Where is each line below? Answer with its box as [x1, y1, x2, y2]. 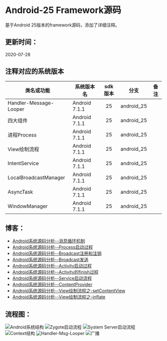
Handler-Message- [7, 99, 54, 106]
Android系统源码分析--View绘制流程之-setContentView [12, 288, 126, 294]
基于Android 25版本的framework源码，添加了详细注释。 [5, 22, 120, 28]
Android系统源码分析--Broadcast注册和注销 [12, 250, 102, 256]
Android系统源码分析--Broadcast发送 [12, 257, 88, 263]
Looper [7, 106, 25, 113]
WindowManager [7, 203, 48, 210]
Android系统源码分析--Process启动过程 [12, 244, 93, 250]
